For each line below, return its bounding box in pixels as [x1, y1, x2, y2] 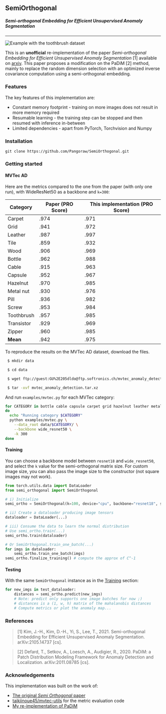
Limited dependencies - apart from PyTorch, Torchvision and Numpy [12, 125, 152, 131]
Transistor [7, 320, 31, 327]
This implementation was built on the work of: [5, 683, 98, 689]
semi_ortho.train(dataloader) [5, 533, 68, 538]
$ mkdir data [7, 358, 35, 363]
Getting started [5, 160, 43, 167]
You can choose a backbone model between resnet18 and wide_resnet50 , [5, 458, 155, 464]
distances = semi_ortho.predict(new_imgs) [14, 592, 103, 597]
